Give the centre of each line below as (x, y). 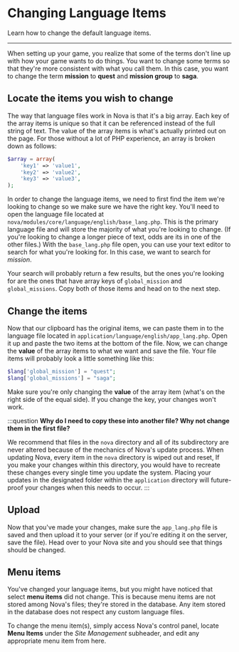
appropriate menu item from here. (57, 641)
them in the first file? (39, 428)
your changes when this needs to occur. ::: (87, 487)
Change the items (47, 311)
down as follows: (32, 146)
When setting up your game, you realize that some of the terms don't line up (119, 53)
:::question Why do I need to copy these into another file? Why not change (118, 420)
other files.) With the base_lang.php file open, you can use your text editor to (119, 244)
